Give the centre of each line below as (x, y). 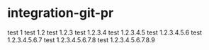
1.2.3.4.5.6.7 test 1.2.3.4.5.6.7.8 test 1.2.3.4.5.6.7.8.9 (81, 39)
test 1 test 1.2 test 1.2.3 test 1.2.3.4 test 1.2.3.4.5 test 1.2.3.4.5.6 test (105, 32)
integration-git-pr (61, 13)
